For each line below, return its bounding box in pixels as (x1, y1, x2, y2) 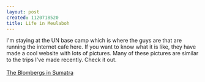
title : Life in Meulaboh (6, 20, 70, 26)
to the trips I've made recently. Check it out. (6, 56, 117, 64)
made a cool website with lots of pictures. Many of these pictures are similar (6, 50, 199, 57)
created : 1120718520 (6, 15, 59, 21)
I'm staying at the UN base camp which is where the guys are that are (6, 37, 182, 44)
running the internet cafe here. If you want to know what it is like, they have (6, 43, 196, 50)
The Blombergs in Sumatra (6, 69, 74, 77)
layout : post (6, 9, 40, 15)
